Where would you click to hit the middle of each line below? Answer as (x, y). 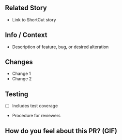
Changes (19, 62)
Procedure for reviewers (36, 116)
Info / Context (26, 35)
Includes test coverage (35, 106)
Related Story (26, 8)
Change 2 (22, 79)
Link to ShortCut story (34, 19)
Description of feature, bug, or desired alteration (60, 47)
